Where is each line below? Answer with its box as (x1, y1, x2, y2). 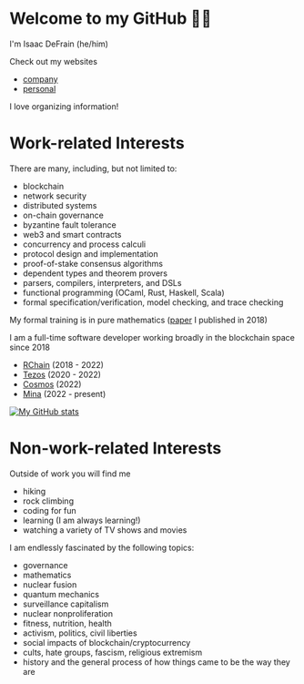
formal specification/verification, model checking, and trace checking (22, 296, 284, 308)
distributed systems (22, 199, 97, 210)
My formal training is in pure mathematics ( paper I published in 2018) (9, 314, 269, 325)
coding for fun (22, 505, 77, 516)
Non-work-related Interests (9, 438, 222, 459)
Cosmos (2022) (22, 378, 82, 390)
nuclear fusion (22, 578, 77, 590)
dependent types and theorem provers (22, 268, 168, 279)
